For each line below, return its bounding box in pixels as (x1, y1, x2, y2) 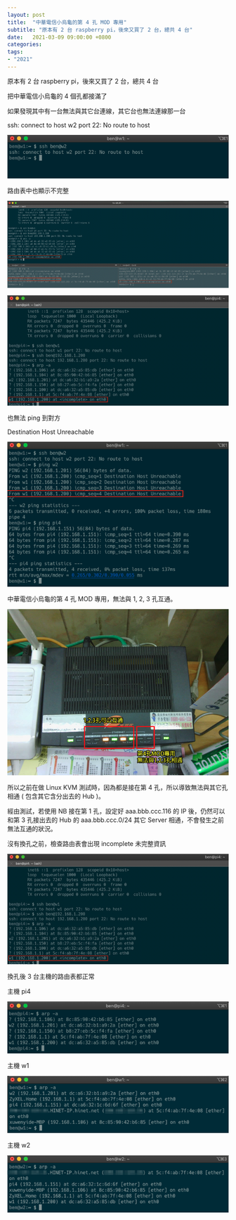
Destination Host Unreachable (7, 428, 95, 436)
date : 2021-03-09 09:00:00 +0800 (7, 34, 112, 41)
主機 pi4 (7, 987, 31, 996)
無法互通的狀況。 (7, 824, 57, 833)
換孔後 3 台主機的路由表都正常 (7, 972, 95, 981)
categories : (7, 41, 42, 49)
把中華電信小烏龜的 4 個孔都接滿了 (7, 91, 107, 100)
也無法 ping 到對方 (7, 413, 61, 422)
